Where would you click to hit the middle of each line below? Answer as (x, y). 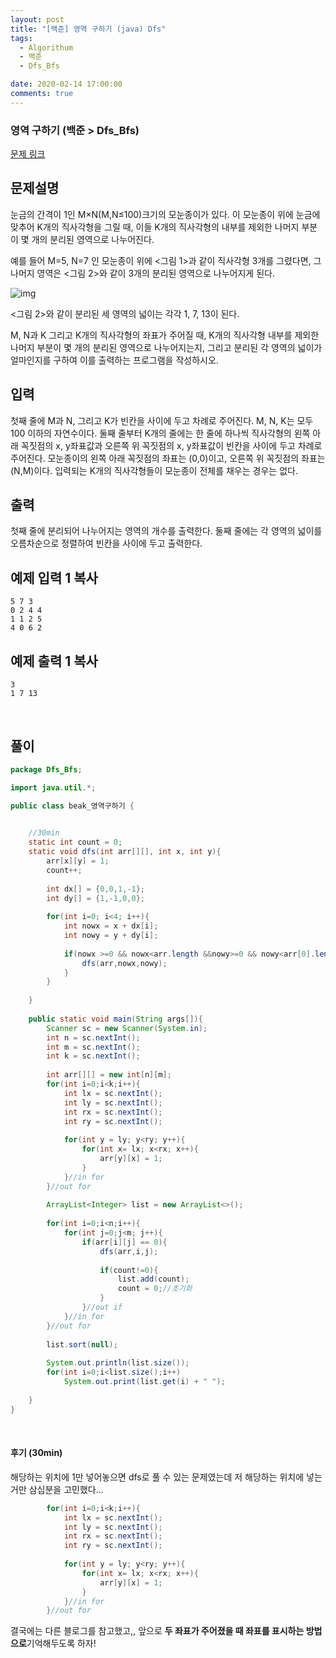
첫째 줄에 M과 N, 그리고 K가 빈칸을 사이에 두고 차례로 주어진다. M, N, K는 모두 (162, 420)
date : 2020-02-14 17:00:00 (66, 84)
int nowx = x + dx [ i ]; (111, 926)
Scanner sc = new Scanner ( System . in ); (127, 1028)
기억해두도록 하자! (61, 1643)
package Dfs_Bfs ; (46, 769)
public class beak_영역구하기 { (72, 806)
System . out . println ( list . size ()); (118, 1363)
